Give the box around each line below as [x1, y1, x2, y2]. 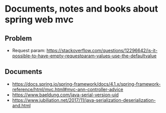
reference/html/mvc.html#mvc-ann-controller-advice [12, 86, 123, 92]
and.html [12, 102, 31, 108]
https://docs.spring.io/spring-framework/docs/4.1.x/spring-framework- [12, 81, 161, 87]
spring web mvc [5, 14, 74, 25]
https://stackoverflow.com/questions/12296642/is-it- [46, 48, 158, 53]
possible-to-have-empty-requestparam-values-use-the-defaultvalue [12, 53, 157, 59]
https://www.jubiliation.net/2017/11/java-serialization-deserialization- [12, 97, 156, 103]
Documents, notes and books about [5, 3, 158, 15]
